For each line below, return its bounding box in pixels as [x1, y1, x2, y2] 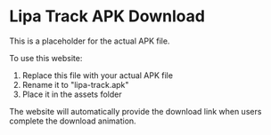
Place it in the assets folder [21, 89, 122, 99]
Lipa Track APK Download [9, 6, 205, 27]
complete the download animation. [9, 115, 136, 126]
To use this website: [9, 52, 83, 63]
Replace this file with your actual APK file [21, 69, 174, 81]
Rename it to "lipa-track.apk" [21, 79, 129, 90]
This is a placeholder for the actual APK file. [9, 36, 170, 46]
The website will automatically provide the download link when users [9, 106, 262, 116]
